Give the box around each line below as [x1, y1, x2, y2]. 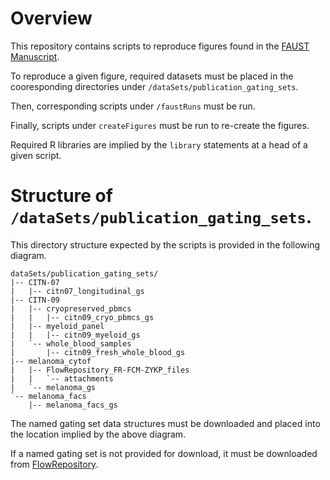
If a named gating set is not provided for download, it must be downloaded [10, 447, 318, 459]
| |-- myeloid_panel [10, 321, 105, 331]
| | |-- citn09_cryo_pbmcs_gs [10, 312, 155, 322]
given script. [10, 149, 62, 161]
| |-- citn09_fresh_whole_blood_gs [10, 347, 186, 357]
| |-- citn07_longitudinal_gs [10, 286, 145, 296]
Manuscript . [10, 50, 60, 62]
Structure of [10, 185, 113, 207]
